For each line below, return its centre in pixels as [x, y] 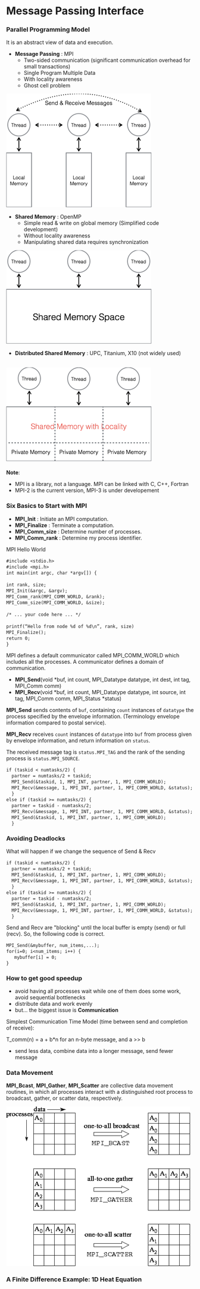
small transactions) [47, 67]
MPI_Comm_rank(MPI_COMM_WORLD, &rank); [56, 597]
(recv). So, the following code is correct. [56, 934]
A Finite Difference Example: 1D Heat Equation [74, 1279]
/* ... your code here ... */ [44, 614]
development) [41, 230]
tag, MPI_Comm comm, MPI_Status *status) [68, 698]
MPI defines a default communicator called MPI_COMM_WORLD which [93, 655]
